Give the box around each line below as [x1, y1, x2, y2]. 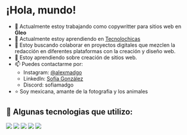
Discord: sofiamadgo [23, 81, 74, 88]
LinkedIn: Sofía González [23, 75, 84, 82]
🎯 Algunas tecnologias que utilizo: [6, 107, 133, 117]
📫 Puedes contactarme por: [14, 60, 84, 67]
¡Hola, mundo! [6, 4, 77, 17]
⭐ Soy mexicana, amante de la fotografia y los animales [14, 88, 148, 95]
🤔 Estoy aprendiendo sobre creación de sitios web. [14, 54, 137, 61]
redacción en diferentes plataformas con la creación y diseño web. [14, 47, 176, 54]
